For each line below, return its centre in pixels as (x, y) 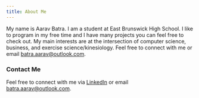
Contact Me (24, 69)
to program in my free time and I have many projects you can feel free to (95, 35)
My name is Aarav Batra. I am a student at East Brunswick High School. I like (100, 29)
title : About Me (26, 12)
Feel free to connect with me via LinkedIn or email (67, 82)
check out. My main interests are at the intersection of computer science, (96, 41)
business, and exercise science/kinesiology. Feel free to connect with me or (99, 48)
